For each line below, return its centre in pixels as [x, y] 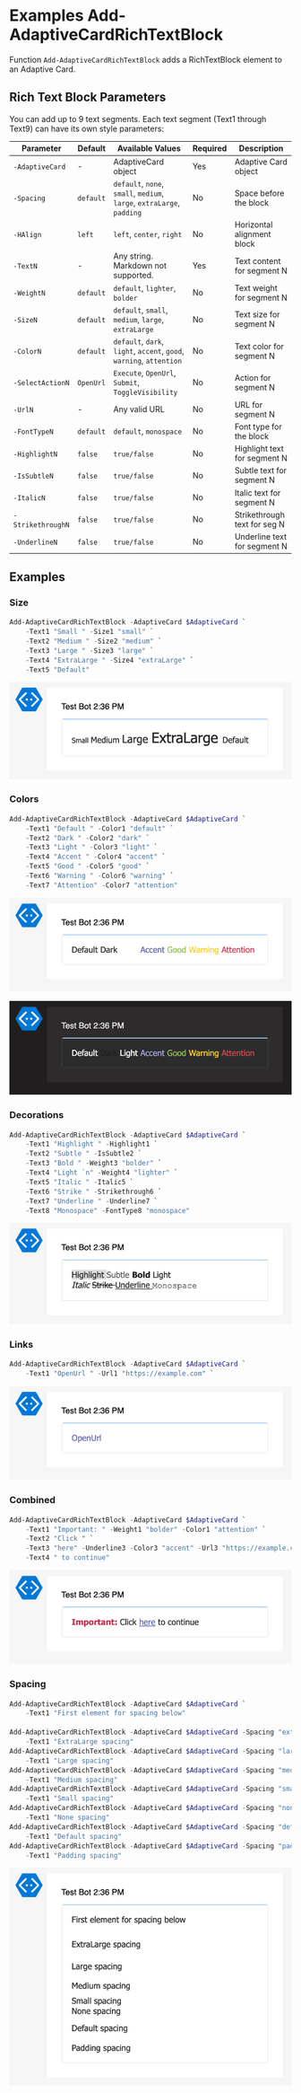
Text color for [259, 346]
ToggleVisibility [146, 393]
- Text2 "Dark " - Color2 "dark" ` [88, 838]
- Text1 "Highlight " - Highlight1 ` [92, 1144]
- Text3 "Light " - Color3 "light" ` [92, 848]
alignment [253, 234]
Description [261, 148]
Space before [259, 193]
